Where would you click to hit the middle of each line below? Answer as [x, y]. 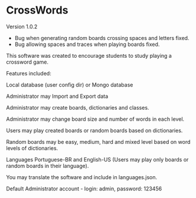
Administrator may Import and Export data [57, 96]
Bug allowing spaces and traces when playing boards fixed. [87, 44]
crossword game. [27, 62]
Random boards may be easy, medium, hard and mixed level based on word [98, 141]
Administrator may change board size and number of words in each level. [95, 119]
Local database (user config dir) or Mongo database [70, 85]
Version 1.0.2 [22, 27]
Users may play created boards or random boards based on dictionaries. [94, 130]
